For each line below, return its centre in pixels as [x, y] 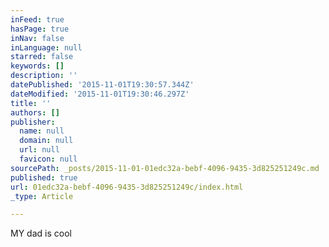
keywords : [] [37, 66]
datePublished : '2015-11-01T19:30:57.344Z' [102, 85]
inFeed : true [37, 19]
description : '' [44, 76]
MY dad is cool [41, 233]
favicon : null [48, 159]
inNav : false [37, 38]
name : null [42, 131]
